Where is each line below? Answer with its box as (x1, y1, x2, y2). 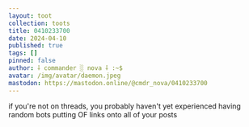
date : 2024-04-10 (8, 34, 67, 43)
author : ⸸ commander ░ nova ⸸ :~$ (8, 64, 123, 72)
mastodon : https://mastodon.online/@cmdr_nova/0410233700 (8, 79, 208, 87)
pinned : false (8, 57, 57, 65)
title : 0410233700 (8, 27, 70, 35)
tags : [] (8, 49, 38, 57)
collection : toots (8, 19, 70, 27)
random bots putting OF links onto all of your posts (8, 109, 178, 119)
